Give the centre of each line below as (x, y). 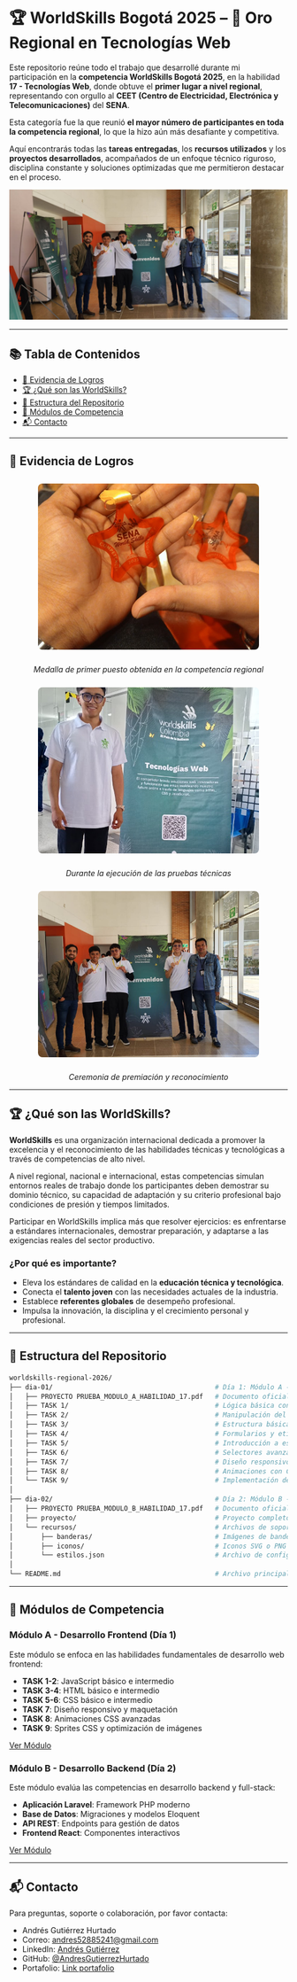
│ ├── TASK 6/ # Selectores (136, 1452)
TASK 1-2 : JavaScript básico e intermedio (98, 1681)
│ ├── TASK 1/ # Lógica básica (142, 1406)
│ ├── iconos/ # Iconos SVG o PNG (148, 1546)
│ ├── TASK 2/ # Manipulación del (148, 1415)
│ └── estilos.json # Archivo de (136, 1555)
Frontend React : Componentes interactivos (101, 1832)
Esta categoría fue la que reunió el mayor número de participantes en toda (147, 122)
